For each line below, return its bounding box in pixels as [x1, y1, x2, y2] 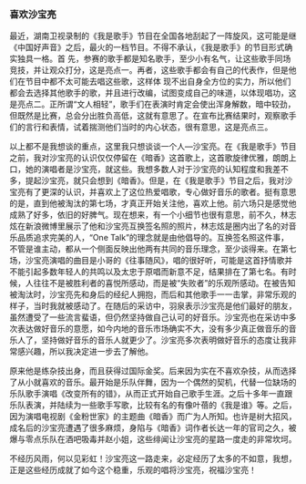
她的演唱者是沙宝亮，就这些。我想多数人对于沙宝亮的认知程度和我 [25, 164, 273, 175]
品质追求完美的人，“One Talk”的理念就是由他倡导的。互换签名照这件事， [16, 232, 290, 243]
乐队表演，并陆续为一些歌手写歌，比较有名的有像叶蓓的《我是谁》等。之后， [9, 399, 297, 411]
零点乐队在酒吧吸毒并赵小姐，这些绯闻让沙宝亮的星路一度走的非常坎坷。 [25, 434, 297, 445]
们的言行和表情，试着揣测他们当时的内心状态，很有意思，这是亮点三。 [9, 121, 273, 133]
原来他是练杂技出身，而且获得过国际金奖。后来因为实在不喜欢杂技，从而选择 [9, 366, 297, 376]
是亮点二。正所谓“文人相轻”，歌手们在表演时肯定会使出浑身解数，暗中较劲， [9, 98, 296, 110]
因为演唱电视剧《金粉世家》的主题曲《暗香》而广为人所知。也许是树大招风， [9, 411, 297, 422]
